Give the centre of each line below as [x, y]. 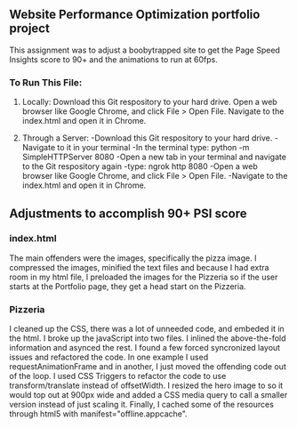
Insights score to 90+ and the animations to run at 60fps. [113, 59]
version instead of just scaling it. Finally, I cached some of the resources [141, 405]
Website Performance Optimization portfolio [135, 15]
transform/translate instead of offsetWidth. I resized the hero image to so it [146, 385]
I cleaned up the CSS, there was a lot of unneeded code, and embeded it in [147, 329]
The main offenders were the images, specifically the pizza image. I [133, 258]
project [30, 29]
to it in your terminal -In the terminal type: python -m [153, 148]
